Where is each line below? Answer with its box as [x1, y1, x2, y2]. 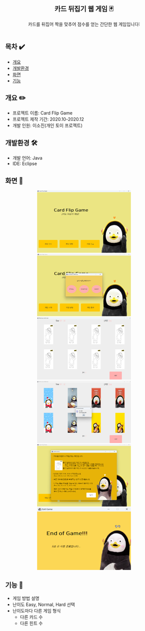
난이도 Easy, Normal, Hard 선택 [12, 601, 75, 607]
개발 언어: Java [12, 155, 42, 161]
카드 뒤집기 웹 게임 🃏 [54, 4, 114, 13]
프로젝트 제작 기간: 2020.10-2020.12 [12, 116, 84, 122]
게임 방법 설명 [12, 595, 39, 601]
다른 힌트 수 [19, 620, 43, 626]
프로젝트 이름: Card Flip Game [12, 110, 72, 116]
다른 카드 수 [19, 614, 43, 620]
